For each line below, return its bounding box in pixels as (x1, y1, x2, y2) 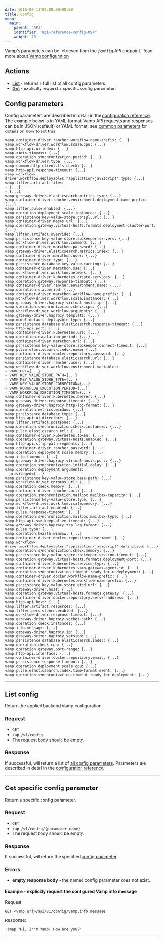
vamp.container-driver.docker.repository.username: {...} (5, 535, 125, 540)
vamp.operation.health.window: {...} (5, 531, 82, 536)
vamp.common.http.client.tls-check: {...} (5, 163, 93, 168)
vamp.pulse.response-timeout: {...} (5, 509, 80, 515)
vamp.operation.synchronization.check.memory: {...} (5, 548, 115, 553)
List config (5, 690, 38, 698)
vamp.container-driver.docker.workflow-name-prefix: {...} (5, 574, 128, 579)
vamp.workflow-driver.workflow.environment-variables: (5, 364, 119, 369)
